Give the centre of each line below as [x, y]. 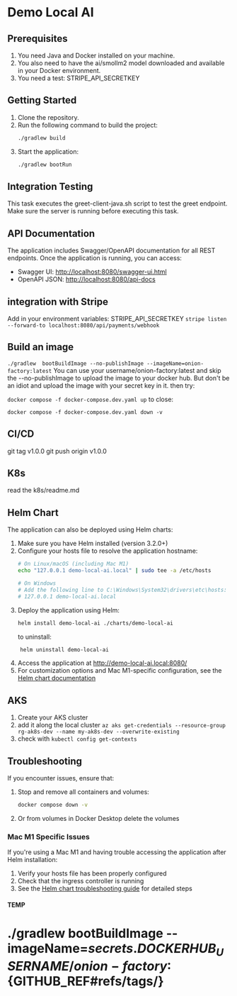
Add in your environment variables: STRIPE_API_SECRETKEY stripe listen [117, 319]
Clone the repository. [48, 117]
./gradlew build [41, 138]
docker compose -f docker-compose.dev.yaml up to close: [91, 399]
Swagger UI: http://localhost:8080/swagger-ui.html [92, 272]
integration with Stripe [58, 302]
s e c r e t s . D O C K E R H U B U [156, 950]
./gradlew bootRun [45, 164]
